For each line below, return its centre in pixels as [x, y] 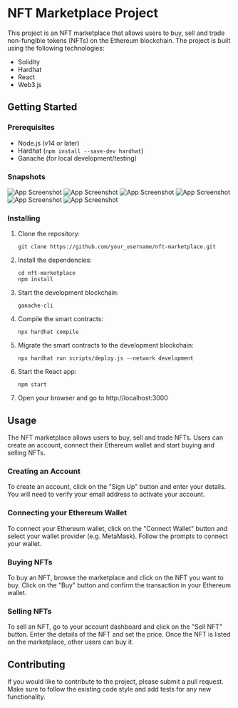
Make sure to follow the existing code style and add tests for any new [109, 689]
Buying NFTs [30, 562]
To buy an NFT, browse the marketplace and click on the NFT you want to [116, 577]
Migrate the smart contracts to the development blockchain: [105, 345]
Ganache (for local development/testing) [77, 158]
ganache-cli [35, 306]
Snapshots [27, 176]
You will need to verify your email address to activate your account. [106, 495]
